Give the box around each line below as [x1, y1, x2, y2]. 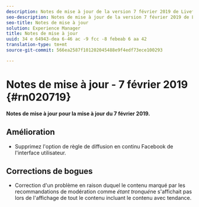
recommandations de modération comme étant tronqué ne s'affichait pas [14, 188, 192, 195]
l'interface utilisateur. [14, 149, 66, 156]
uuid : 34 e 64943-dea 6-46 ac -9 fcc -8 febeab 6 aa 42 [6, 36, 147, 42]
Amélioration [6, 127, 55, 137]
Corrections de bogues [6, 166, 93, 176]
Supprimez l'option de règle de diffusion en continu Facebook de [14, 143, 174, 150]
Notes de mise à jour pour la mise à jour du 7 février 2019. [6, 110, 150, 117]
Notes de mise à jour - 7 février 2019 [6, 77, 188, 91]
